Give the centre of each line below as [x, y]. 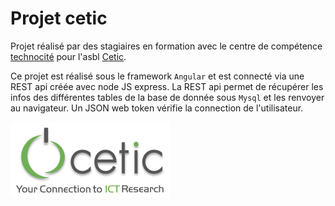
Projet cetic [59, 18]
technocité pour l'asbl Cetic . [68, 56]
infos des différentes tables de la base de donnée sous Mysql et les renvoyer [167, 97]
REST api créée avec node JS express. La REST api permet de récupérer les [167, 86]
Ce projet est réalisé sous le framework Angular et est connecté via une [157, 76]
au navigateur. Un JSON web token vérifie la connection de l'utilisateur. [157, 108]
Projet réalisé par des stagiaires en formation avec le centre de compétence [166, 46]
